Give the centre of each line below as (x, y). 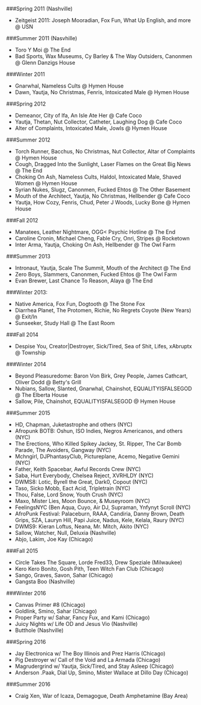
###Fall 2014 (22, 335)
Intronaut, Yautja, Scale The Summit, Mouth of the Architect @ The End (103, 268)
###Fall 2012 (22, 220)
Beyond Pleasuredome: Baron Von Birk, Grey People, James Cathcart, (101, 376)
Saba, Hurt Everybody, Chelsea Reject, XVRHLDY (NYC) (84, 475)
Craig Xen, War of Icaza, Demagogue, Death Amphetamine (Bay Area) (101, 696)
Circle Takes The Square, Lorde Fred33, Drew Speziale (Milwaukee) (98, 562)
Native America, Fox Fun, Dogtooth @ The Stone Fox (80, 304)
